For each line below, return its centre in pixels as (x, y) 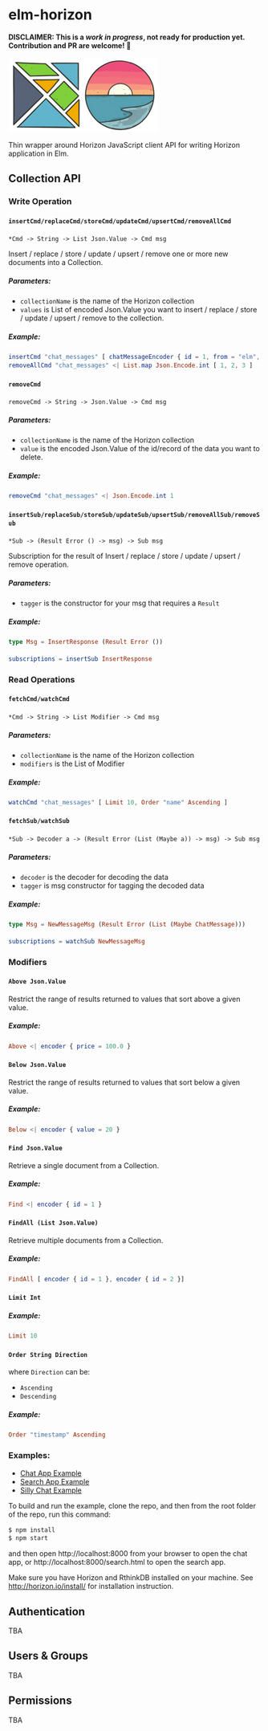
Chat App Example (51, 1473)
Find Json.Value (35, 1149)
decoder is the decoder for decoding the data (94, 878)
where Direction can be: (49, 1372)
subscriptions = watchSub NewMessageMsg (77, 941)
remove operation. (39, 564)
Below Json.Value (37, 1065)
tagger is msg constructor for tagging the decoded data (112, 886)
